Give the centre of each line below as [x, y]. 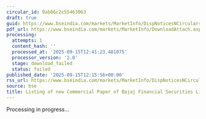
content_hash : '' [34, 47]
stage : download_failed [42, 63]
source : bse [21, 86]
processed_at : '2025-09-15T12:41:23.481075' [70, 52]
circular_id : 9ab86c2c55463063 [46, 12]
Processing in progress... [38, 109]
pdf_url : [17, 29]
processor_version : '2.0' [45, 58]
